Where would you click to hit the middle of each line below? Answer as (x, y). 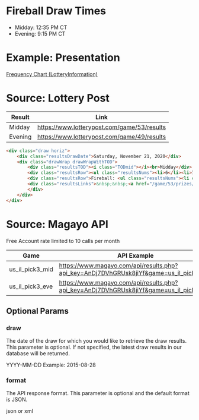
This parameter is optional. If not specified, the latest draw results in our (94, 347)
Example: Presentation (63, 58)
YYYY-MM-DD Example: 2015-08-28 (51, 365)
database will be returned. (38, 353)
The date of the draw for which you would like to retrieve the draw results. (97, 341)
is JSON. (17, 400)
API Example (136, 255)
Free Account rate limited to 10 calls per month (63, 241)
